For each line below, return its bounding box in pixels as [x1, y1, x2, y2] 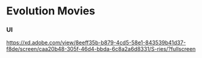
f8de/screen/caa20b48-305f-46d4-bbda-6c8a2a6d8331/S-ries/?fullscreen [6, 45, 196, 53]
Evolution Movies [6, 4, 96, 18]
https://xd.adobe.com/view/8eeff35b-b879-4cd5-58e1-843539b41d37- [6, 39, 186, 46]
